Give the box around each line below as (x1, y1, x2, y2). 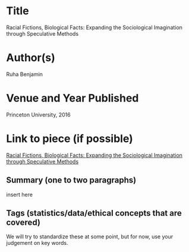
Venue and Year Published (6, 92, 139, 105)
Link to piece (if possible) (6, 132, 134, 145)
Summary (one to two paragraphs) (6, 175, 137, 185)
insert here (6, 191, 33, 198)
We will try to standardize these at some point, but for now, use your (6, 233, 174, 240)
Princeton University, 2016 (6, 111, 71, 118)
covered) (6, 217, 40, 227)
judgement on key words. (6, 240, 68, 247)
